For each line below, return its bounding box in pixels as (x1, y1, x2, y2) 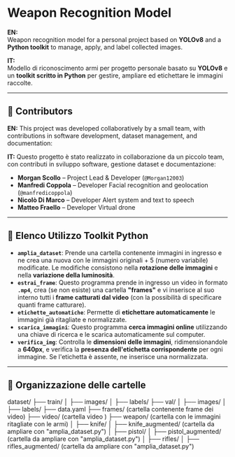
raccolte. (7, 78, 33, 87)
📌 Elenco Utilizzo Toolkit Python (7, 230, 149, 242)
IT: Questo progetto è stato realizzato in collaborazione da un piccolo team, (7, 152, 225, 161)
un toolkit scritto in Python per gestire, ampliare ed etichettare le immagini (7, 71, 224, 80)
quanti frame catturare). (17, 300, 87, 309)
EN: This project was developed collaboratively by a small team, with (7, 124, 206, 132)
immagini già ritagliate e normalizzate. (17, 315, 127, 324)
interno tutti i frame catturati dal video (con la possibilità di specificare (17, 293, 222, 301)
